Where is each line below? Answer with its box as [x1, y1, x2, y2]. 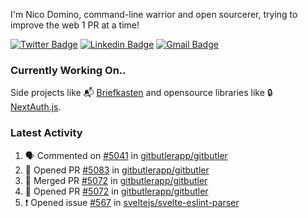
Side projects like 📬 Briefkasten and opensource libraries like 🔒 [10, 87, 273, 99]
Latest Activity [10, 126, 83, 140]
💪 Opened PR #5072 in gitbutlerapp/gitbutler [24, 185, 209, 197]
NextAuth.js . [10, 101, 62, 113]
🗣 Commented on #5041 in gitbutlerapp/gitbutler [24, 149, 228, 161]
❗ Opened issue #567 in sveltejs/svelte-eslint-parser [24, 196, 240, 208]
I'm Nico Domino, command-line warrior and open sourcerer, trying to [10, 9, 298, 20]
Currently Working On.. [10, 63, 127, 77]
